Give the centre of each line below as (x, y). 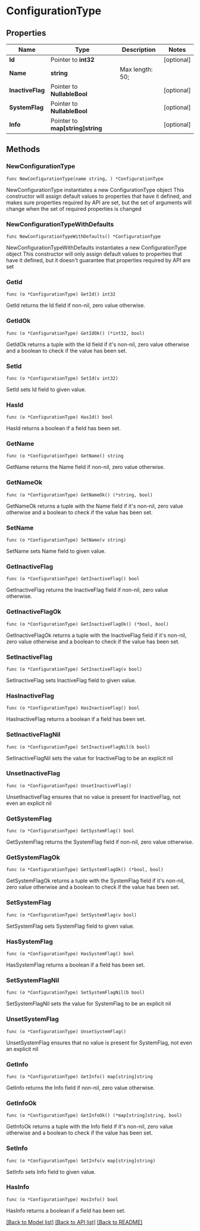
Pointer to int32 (72, 60)
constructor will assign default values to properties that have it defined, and (99, 196)
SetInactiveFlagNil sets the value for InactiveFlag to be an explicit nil (90, 758)
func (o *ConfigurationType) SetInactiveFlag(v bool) (74, 669)
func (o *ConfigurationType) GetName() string (65, 456)
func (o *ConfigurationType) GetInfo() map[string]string (79, 1077)
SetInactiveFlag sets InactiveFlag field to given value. (71, 680)
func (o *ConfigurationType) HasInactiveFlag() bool (73, 708)
